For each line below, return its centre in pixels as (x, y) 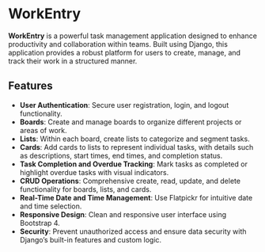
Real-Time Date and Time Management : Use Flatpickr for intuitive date (136, 197)
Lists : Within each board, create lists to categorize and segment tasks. (135, 139)
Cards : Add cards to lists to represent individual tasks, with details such (136, 147)
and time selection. (51, 206)
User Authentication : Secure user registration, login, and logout (124, 105)
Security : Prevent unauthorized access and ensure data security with (133, 231)
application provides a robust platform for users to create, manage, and (125, 52)
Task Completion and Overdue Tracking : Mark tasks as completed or (133, 164)
